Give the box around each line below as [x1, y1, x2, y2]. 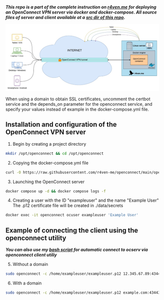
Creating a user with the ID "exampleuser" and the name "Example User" [12, 197, 159, 204]
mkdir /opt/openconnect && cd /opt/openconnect [5, 151, 104, 156]
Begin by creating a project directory [12, 141, 87, 147]
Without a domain [12, 262, 48, 267]
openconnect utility [5, 234, 67, 242]
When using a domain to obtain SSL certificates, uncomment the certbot [5, 96, 150, 102]
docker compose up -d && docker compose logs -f [5, 188, 106, 194]
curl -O [5, 170, 21, 175]
